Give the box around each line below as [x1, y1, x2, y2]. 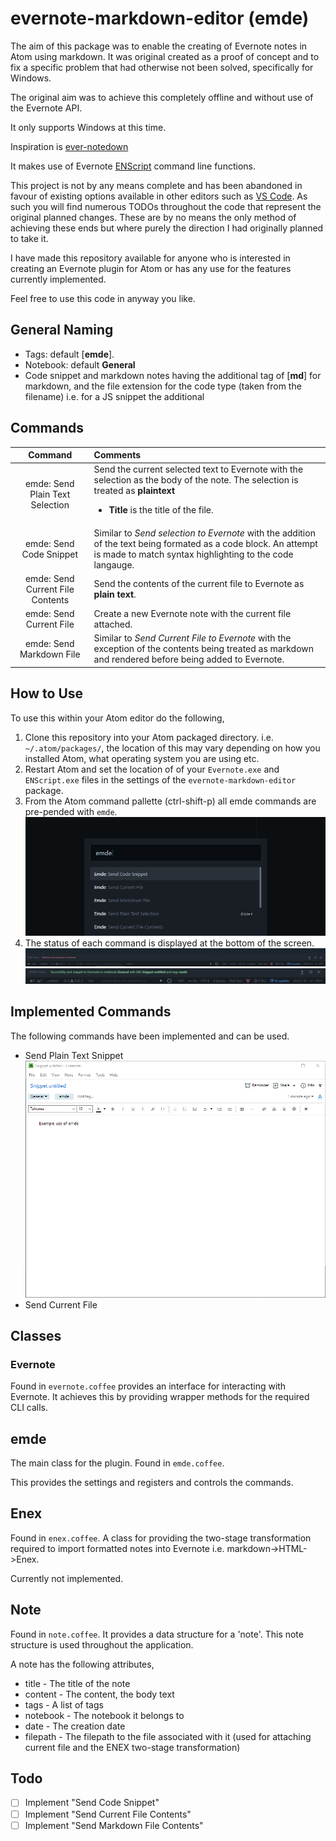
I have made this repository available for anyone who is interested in [10, 252, 291, 264]
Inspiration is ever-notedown [10, 140, 129, 152]
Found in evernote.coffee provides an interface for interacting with [10, 1380, 287, 1392]
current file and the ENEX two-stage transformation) [24, 1741, 241, 1753]
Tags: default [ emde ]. [24, 348, 115, 360]
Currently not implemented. [10, 1572, 124, 1584]
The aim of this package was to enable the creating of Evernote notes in [10, 40, 308, 52]
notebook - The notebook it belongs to [24, 1709, 185, 1721]
